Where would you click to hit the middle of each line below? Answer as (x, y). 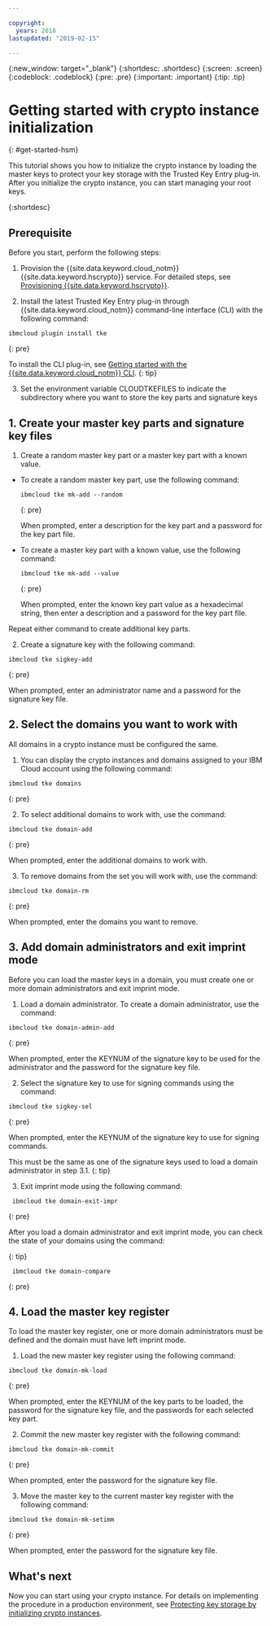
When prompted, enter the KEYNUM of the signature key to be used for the (134, 1058)
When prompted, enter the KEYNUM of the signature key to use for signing (134, 1137)
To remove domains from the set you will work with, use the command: (139, 876)
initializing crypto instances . (55, 1613)
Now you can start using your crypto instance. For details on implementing (133, 1596)
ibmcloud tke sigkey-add (50, 659)
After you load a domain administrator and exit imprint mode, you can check (135, 1232)
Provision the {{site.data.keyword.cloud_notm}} (100, 269)
